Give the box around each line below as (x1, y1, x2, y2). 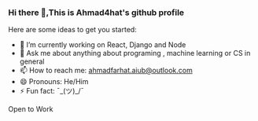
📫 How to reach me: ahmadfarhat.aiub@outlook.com (19, 66, 193, 75)
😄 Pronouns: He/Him (19, 77, 89, 86)
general (19, 57, 45, 66)
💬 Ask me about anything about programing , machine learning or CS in (19, 49, 251, 58)
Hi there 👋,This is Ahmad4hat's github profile (8, 7, 185, 18)
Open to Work (8, 104, 53, 114)
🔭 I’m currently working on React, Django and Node (19, 40, 186, 49)
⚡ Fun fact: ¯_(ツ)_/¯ (19, 86, 84, 96)
